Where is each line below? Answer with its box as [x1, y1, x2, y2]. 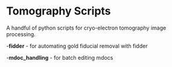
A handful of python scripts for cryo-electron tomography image [6, 24, 167, 31]
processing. [6, 30, 36, 37]
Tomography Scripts [6, 4, 111, 18]
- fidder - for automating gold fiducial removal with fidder [6, 42, 148, 49]
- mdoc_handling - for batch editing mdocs [6, 54, 113, 61]
